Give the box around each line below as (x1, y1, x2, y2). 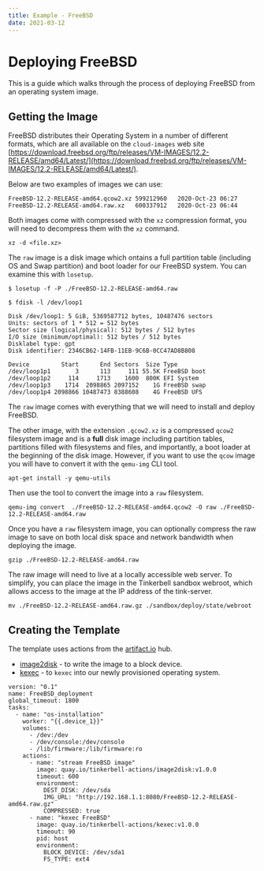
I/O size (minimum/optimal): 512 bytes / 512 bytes (8, 333, 181, 341)
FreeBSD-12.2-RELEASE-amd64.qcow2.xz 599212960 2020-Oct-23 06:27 (8, 195, 238, 203)
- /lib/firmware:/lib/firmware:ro (28, 745, 143, 753)
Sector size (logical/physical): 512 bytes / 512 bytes (8, 326, 195, 335)
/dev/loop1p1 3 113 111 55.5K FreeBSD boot (8, 368, 206, 376)
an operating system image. (8, 87, 99, 97)
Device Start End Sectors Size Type (8, 361, 178, 369)
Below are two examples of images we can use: (8, 180, 163, 189)
